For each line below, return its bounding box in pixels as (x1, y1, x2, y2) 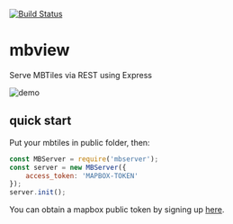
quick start (9, 113, 72, 129)
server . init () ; (9, 188, 67, 197)
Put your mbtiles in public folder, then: (9, 137, 150, 148)
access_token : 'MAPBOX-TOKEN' (25, 171, 139, 180)
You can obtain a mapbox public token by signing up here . (9, 204, 225, 215)
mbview (9, 40, 70, 60)
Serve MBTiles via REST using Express (9, 69, 153, 80)
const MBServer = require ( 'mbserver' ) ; (9, 154, 159, 164)
